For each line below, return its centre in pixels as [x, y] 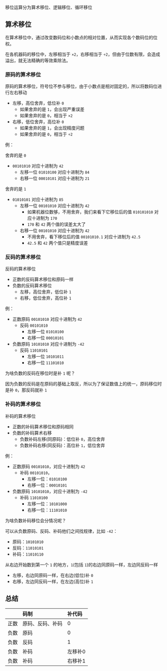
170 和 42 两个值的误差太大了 [56, 224]
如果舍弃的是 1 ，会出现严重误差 [52, 109]
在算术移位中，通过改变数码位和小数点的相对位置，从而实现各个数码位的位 [81, 37]
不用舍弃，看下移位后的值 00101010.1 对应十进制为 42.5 [84, 237]
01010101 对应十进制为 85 [38, 199]
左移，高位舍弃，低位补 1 [45, 292]
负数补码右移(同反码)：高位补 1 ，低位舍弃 [62, 445]
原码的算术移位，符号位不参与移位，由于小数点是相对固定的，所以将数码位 [81, 87]
